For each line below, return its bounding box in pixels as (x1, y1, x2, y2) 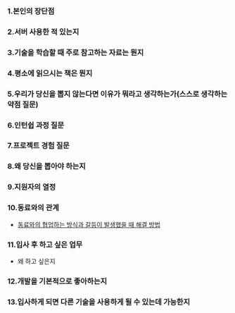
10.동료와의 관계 (7, 203, 60, 213)
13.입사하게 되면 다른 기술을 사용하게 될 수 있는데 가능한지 (7, 297, 190, 307)
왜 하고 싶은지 (17, 257, 56, 265)
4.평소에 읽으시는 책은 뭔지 (7, 68, 93, 78)
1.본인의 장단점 (7, 6, 55, 16)
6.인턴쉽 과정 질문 (7, 120, 65, 130)
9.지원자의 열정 (7, 182, 56, 192)
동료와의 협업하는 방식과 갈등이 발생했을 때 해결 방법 (17, 220, 160, 228)
